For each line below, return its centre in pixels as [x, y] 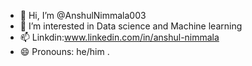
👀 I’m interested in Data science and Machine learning [131, 26]
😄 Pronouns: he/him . [64, 51]
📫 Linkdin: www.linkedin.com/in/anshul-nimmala [119, 37]
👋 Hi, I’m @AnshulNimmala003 [83, 15]
